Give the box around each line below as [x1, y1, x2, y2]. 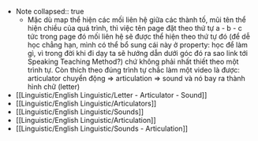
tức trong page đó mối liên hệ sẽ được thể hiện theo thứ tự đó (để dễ [27, 32, 251, 41]
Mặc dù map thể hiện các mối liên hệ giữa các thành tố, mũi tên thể [27, 15, 247, 24]
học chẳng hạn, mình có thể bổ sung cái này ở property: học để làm [27, 40, 249, 50]
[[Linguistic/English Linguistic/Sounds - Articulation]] [15, 124, 188, 133]
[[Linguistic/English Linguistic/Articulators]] [15, 98, 157, 108]
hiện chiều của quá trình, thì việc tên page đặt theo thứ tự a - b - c [27, 24, 242, 32]
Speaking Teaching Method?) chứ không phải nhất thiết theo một [27, 57, 239, 66]
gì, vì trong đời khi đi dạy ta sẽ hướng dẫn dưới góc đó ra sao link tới [27, 49, 249, 58]
